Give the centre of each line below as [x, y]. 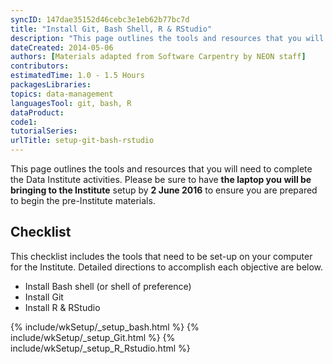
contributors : [40, 66]
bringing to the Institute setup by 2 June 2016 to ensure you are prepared [164, 190]
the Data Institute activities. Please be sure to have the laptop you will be [161, 179]
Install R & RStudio [62, 307]
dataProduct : [37, 112]
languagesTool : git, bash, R [71, 103]
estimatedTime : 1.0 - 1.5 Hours [77, 76]
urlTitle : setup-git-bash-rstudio [82, 141]
